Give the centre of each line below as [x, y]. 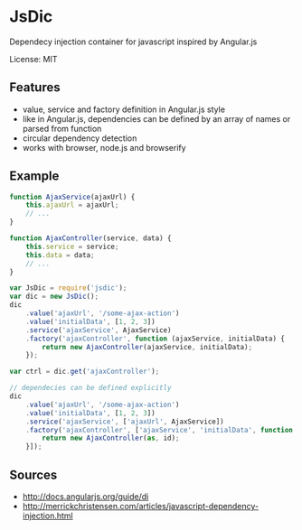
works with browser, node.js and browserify [104, 147]
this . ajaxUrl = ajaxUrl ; [72, 205]
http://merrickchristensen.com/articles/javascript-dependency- [141, 506]
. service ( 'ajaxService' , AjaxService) [99, 330]
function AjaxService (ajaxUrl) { [72, 197]
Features [35, 88]
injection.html [48, 516]
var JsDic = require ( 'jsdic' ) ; [68, 288]
